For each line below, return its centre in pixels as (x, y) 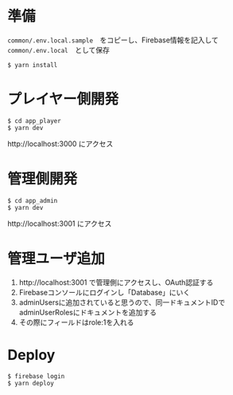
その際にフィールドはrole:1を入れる (76, 322)
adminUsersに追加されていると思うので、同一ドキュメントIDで (122, 302)
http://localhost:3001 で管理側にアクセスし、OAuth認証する (116, 282)
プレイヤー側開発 (63, 99)
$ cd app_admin (33, 200)
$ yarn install (33, 65)
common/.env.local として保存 (59, 49)
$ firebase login (36, 376)
